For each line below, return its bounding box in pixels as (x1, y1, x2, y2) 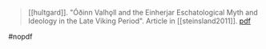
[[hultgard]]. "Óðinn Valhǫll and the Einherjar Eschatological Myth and (27, 8, 258, 17)
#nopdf (8, 32, 33, 41)
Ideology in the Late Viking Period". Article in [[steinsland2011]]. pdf (27, 16, 251, 26)
